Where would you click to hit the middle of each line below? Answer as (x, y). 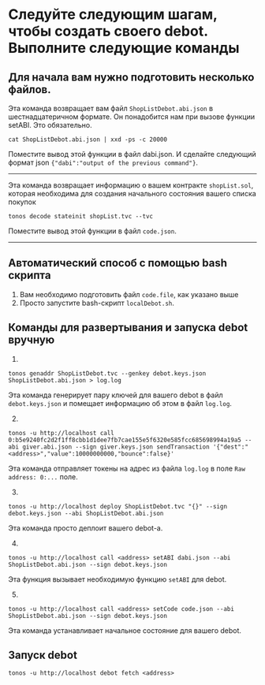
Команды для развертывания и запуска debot (128, 328)
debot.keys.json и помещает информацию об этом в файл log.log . (120, 403)
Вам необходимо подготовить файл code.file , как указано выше (129, 294)
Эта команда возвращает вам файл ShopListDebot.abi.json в (111, 108)
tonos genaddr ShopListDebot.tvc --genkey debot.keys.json (107, 373)
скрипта (30, 275)
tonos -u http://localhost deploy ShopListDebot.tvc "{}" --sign (118, 506)
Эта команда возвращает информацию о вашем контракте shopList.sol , (131, 185)
